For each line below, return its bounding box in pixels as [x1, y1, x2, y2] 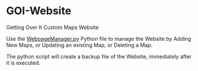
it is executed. [6, 59, 40, 66]
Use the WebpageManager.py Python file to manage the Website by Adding [6, 35, 191, 42]
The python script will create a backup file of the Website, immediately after [6, 53, 192, 60]
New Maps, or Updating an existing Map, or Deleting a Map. [6, 41, 153, 49]
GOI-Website [6, 4, 71, 18]
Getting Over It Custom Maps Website [6, 24, 99, 31]
